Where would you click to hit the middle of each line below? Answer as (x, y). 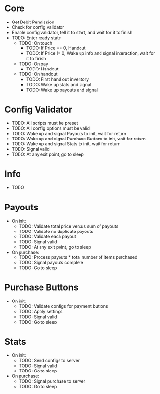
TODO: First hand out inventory (58, 79)
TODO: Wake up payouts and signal (62, 90)
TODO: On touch (36, 43)
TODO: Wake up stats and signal (59, 84)
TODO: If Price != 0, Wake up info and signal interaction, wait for (90, 53)
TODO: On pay (33, 64)
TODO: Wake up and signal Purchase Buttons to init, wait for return (79, 139)
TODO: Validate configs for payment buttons (63, 306)
